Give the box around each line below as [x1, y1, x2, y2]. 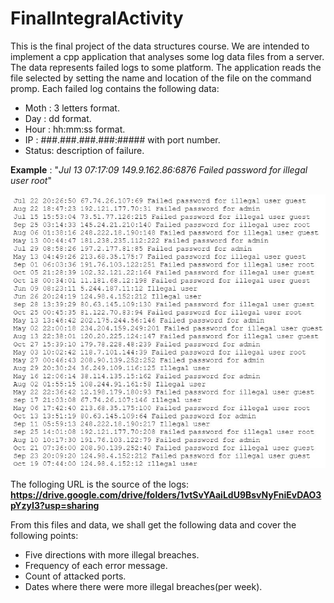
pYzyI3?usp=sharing [10, 499, 100, 511]
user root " [10, 174, 52, 186]
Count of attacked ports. [24, 570, 127, 582]
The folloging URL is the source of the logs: [10, 478, 189, 490]
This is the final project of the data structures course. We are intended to [10, 40, 310, 52]
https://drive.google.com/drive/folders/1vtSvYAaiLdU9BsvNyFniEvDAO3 [10, 488, 322, 501]
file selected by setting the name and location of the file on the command [10, 72, 312, 84]
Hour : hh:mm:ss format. [24, 123, 126, 135]
